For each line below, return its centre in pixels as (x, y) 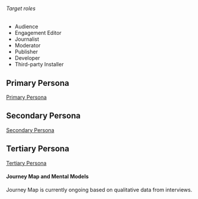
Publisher (26, 52)
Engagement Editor (38, 33)
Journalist (27, 39)
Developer (27, 58)
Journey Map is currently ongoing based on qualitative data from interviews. (99, 190)
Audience (26, 27)
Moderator (27, 46)
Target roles (21, 8)
